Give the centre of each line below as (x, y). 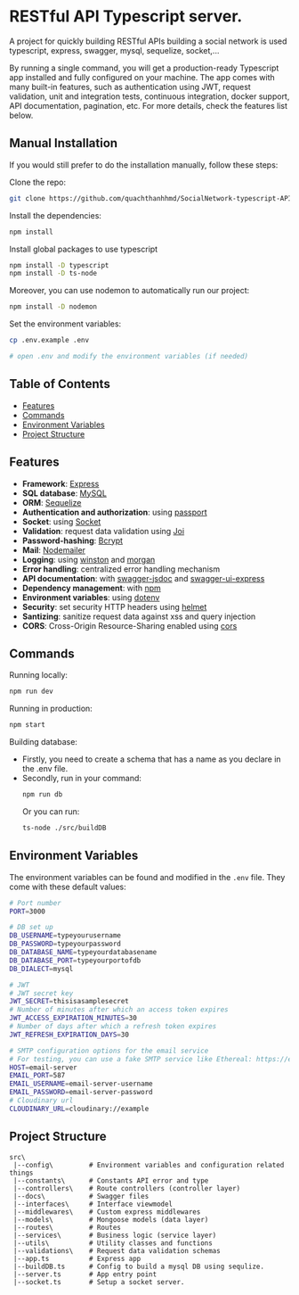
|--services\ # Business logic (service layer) (115, 1235)
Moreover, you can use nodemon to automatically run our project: (129, 291)
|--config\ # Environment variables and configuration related (149, 1165)
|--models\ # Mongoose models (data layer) (111, 1219)
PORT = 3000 (28, 911)
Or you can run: (51, 811)
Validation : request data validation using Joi (103, 531)
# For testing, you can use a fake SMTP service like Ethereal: (131, 1059)
